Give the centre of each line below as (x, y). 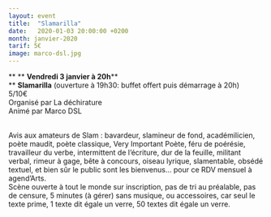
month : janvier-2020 (43, 38)
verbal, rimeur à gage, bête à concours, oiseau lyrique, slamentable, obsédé (136, 161)
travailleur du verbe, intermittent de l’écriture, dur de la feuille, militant (125, 152)
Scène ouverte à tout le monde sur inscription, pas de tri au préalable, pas (132, 187)
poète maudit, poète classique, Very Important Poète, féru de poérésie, (127, 144)
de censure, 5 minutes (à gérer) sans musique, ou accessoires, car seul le (132, 196)
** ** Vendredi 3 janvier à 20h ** (63, 77)
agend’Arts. (28, 178)
